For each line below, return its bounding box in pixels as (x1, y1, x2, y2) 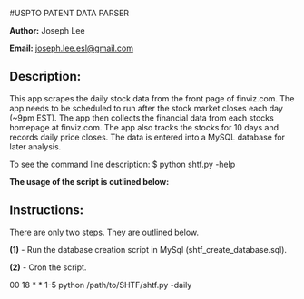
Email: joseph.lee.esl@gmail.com (9, 43, 134, 53)
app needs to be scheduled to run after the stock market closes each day (9, 102, 284, 113)
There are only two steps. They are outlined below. (9, 227, 200, 237)
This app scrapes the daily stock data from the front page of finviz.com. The (9, 92, 295, 103)
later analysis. (9, 140, 62, 152)
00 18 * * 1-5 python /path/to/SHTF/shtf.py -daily (9, 279, 192, 290)
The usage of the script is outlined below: (9, 176, 170, 187)
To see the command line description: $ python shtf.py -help (9, 159, 236, 169)
